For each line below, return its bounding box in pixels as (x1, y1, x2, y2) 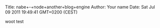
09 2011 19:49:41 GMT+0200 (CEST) (5, 9, 78, 15)
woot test (5, 19, 24, 24)
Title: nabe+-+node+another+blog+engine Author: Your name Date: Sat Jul (5, 4, 155, 10)
